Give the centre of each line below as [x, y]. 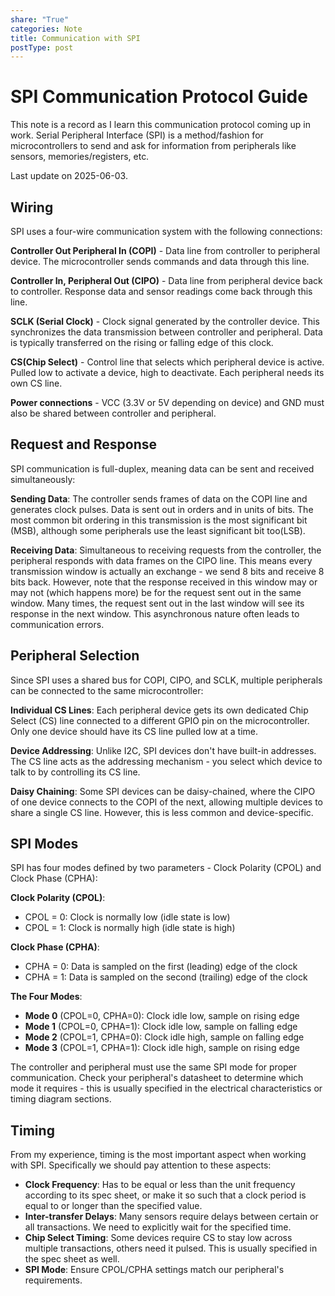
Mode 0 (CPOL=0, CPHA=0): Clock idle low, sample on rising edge [162, 1016]
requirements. [53, 1280]
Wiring [32, 207]
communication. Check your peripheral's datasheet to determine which [157, 1078]
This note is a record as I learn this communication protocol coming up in [160, 125]
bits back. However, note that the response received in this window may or [164, 582]
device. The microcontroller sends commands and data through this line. [160, 261]
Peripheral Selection [75, 656]
